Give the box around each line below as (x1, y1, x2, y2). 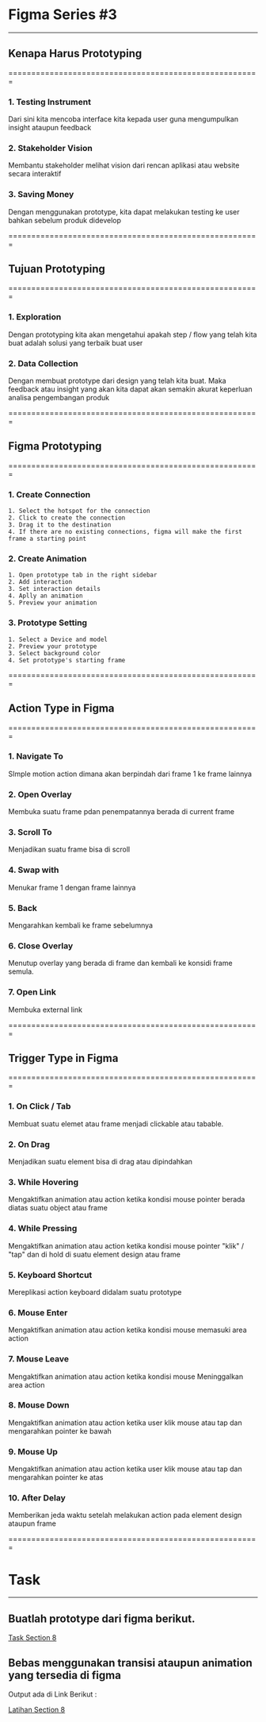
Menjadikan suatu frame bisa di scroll (8, 844, 131, 855)
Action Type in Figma (8, 701, 115, 716)
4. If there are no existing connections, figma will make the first (8, 528, 243, 536)
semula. (8, 967, 34, 976)
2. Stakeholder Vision (8, 142, 93, 153)
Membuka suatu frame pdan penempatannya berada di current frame (8, 807, 235, 817)
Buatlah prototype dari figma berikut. (8, 1612, 196, 1625)
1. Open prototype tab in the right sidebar (8, 571, 158, 579)
